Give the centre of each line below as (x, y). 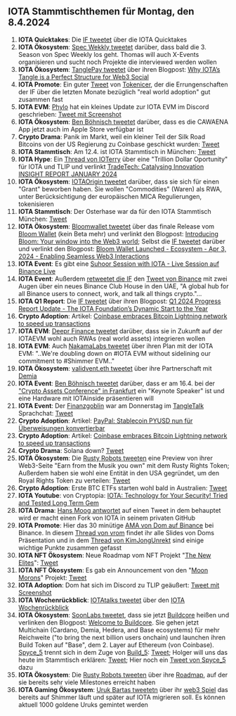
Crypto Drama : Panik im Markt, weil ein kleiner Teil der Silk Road (112, 136)
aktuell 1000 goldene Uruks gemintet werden (83, 704)
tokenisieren (36, 204)
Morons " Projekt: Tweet (52, 577)
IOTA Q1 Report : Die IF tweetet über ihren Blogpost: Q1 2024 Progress (119, 301)
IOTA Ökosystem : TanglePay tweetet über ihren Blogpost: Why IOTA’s (119, 69)
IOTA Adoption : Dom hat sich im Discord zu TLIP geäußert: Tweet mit (119, 585)
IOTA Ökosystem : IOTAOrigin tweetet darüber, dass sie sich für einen (119, 181)
